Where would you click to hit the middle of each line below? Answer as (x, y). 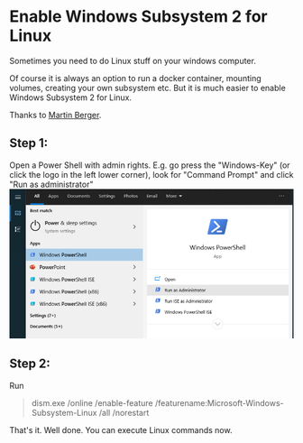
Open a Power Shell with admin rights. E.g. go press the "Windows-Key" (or (150, 165)
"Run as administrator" (51, 184)
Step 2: (30, 364)
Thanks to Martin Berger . (55, 115)
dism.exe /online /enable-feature (92, 402)
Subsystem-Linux (64, 412)
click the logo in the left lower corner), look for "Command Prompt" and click (151, 174)
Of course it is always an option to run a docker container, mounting (135, 78)
